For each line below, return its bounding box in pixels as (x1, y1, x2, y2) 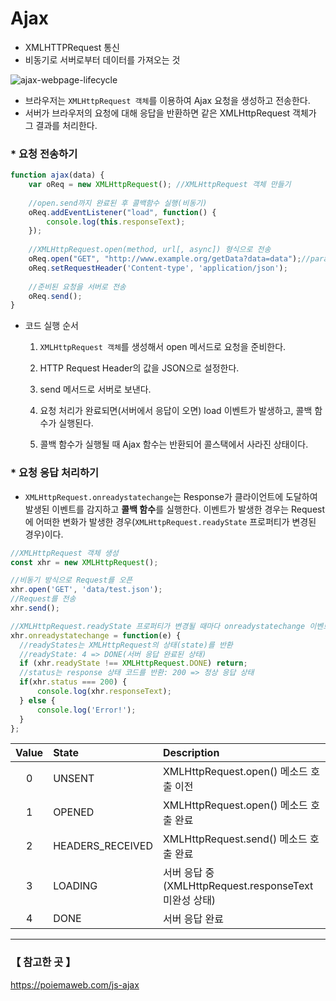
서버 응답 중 (162, 866, 215, 880)
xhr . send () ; (10, 603, 60, 614)
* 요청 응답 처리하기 (10, 466, 100, 480)
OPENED (53, 805, 95, 819)
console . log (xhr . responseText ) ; (36, 687, 172, 697)
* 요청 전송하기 (10, 147, 78, 161)
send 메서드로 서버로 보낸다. (39, 383, 152, 396)
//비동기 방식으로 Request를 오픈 (10, 575, 133, 586)
